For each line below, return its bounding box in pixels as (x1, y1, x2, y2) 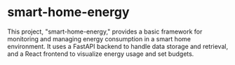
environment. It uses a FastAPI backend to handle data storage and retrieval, (7, 42, 229, 50)
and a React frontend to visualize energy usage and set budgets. (7, 50, 194, 58)
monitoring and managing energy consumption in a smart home (7, 34, 192, 43)
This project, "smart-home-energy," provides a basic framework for (7, 27, 203, 36)
